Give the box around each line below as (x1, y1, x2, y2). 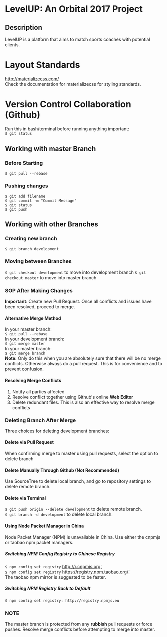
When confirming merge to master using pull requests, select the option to (5, 450, 158, 457)
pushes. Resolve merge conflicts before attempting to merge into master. (5, 626, 156, 632)
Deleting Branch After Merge (5, 417, 76, 424)
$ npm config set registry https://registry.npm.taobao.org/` (5, 569, 130, 575)
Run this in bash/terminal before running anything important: (5, 126, 130, 132)
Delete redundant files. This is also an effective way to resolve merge (12, 399, 155, 405)
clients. (5, 42, 20, 48)
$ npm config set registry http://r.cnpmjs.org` (5, 563, 102, 569)
